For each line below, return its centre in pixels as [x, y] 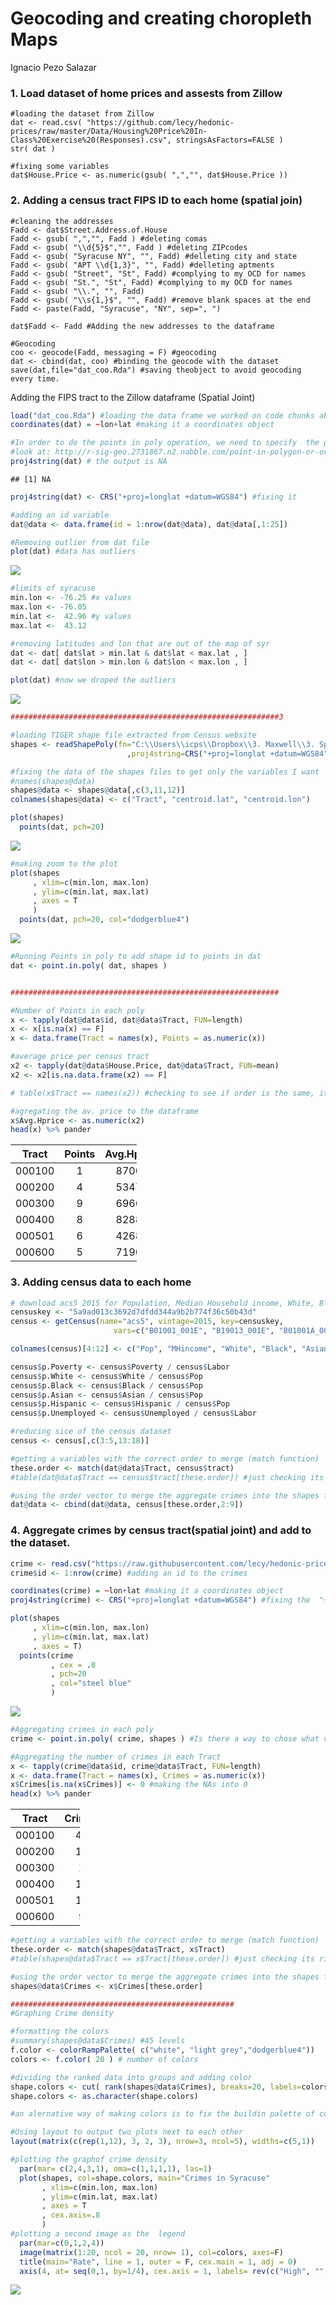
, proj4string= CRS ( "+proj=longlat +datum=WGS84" [227, 753]
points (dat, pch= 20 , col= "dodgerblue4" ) [104, 920]
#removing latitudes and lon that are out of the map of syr [140, 643]
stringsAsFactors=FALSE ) [229, 140]
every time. [35, 378]
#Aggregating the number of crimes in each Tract [116, 1757]
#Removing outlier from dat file [80, 542]
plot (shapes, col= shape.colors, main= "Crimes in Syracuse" [145, 2178]
